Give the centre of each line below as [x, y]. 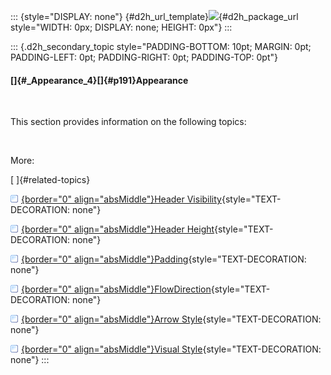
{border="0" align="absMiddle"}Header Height [118, 229]
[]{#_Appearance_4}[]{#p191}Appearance [99, 80]
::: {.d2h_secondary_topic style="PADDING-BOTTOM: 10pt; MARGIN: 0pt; [161, 46]
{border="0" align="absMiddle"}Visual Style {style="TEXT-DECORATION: [171, 349]
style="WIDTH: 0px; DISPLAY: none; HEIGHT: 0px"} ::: [121, 27]
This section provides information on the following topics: [128, 122]
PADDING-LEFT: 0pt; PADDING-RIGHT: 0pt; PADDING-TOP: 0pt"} [144, 57]
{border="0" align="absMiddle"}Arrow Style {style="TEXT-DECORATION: [171, 319]
